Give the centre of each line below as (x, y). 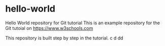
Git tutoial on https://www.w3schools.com (49, 28)
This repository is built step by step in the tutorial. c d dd (64, 38)
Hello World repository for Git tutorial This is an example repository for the (83, 23)
